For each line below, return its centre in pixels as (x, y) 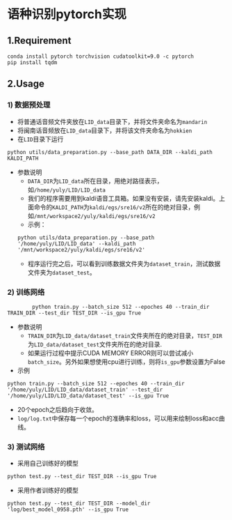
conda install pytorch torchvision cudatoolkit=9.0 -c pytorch (101, 56)
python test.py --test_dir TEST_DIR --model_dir (79, 504)
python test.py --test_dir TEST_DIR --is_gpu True (82, 477)
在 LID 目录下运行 (40, 139)
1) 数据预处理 (29, 105)
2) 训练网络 (26, 292)
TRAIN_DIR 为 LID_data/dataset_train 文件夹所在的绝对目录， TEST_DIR (125, 335)
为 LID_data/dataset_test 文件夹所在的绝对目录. (94, 344)
